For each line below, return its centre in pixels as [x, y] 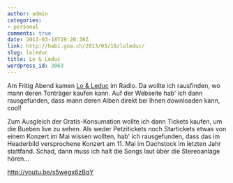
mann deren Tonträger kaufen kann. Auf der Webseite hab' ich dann [105, 93]
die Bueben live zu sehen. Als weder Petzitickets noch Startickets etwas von [117, 129]
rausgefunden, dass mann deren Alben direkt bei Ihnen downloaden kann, [114, 100]
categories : [24, 20]
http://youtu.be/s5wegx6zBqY [51, 172]
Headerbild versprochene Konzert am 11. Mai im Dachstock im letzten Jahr [114, 143]
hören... [18, 159]
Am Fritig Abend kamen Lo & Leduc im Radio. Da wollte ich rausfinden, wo [114, 85]
